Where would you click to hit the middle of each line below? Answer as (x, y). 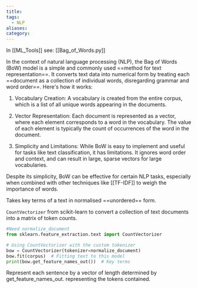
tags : (13, 17)
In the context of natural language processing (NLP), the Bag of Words (92, 62)
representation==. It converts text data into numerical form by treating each (98, 74)
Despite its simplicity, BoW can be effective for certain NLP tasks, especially (98, 176)
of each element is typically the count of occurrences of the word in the (102, 129)
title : (14, 12)
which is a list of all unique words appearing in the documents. (91, 104)
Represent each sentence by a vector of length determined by (82, 273)
